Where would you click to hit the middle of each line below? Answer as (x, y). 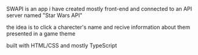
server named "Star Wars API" (44, 15)
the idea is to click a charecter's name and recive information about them (98, 27)
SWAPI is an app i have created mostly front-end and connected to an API (99, 9)
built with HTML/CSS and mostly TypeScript (62, 46)
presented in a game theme (41, 34)
